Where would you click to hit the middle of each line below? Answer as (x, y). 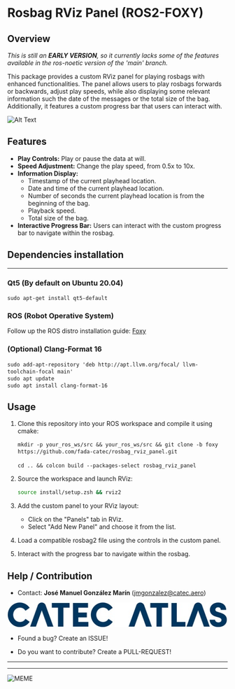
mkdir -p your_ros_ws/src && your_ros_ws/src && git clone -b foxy (117, 445)
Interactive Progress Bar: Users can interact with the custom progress (119, 225)
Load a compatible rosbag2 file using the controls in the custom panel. (119, 541)
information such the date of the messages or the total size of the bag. (109, 99)
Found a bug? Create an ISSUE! (63, 638)
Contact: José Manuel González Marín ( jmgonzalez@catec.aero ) (112, 593)
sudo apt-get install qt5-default (58, 298)
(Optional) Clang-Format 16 (55, 349)
